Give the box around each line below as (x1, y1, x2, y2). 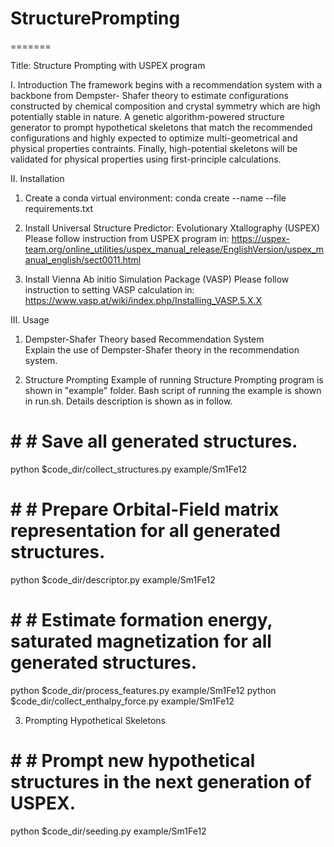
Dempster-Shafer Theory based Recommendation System (24, 333, 265, 345)
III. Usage (10, 313, 50, 326)
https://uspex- (231, 232, 291, 244)
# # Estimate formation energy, (10, 609, 273, 631)
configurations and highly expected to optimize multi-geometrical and (10, 132, 298, 144)
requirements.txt (24, 202, 94, 214)
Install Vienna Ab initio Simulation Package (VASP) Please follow (24, 273, 290, 285)
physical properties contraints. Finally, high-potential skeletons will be (10, 142, 298, 154)
